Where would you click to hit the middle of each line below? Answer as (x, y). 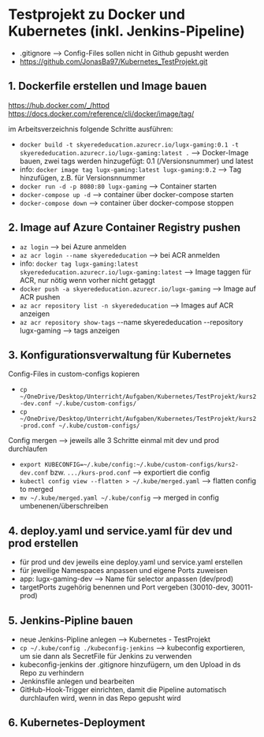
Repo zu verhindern (52, 673)
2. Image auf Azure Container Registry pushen (125, 227)
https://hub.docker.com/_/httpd (59, 105)
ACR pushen (40, 296)
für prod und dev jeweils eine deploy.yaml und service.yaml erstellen (131, 562)
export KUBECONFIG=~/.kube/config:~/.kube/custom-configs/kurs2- (129, 465)
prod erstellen (43, 543)
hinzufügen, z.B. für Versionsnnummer (82, 177)
